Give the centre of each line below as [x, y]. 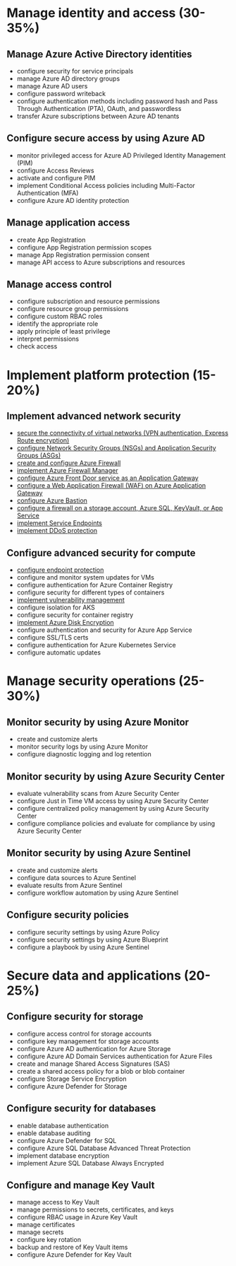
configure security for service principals [75, 71]
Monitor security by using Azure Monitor [98, 722]
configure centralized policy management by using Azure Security [113, 809]
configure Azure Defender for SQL [67, 1140]
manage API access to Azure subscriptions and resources [101, 262]
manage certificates [46, 1225]
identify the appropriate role [57, 324]
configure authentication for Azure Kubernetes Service [97, 645]
